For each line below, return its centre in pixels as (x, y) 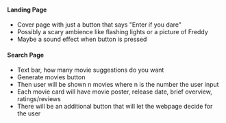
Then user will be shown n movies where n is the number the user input (118, 85)
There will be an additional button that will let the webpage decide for (115, 107)
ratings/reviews (39, 99)
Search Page (26, 55)
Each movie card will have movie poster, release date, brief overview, (114, 92)
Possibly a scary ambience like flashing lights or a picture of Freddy (113, 32)
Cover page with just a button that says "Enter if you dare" (99, 25)
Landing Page (27, 10)
